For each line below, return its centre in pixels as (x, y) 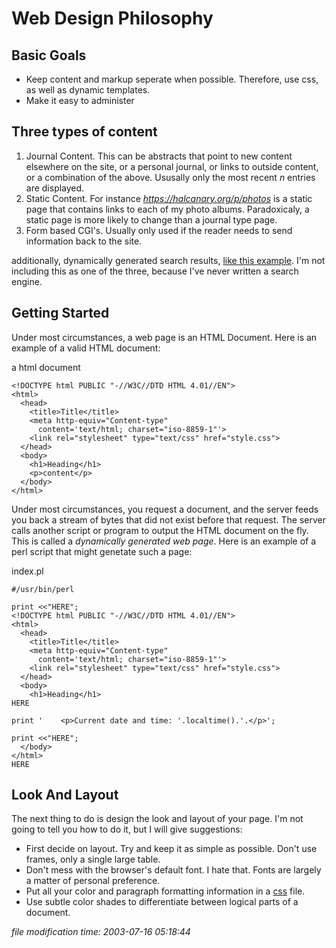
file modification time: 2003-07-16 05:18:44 (101, 932)
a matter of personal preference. (93, 881)
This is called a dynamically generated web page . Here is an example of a (164, 541)
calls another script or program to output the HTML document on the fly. (160, 530)
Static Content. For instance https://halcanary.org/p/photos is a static (169, 198)
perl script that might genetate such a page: (102, 551)
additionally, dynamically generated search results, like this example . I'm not (168, 260)
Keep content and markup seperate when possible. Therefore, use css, (172, 79)
